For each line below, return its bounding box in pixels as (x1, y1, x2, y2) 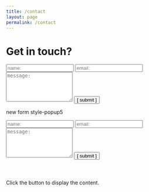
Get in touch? (6, 44, 72, 58)
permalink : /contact (6, 19, 57, 25)
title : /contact (6, 8, 46, 15)
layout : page (6, 14, 38, 20)
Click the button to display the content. (6, 179, 99, 186)
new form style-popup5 (6, 109, 63, 116)
